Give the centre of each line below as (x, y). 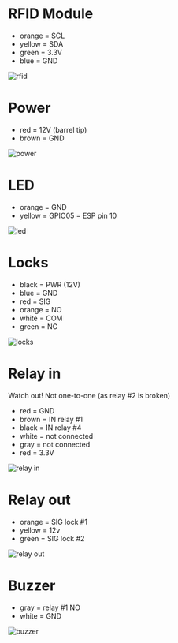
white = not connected (56, 436)
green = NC (38, 326)
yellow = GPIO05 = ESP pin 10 (68, 215)
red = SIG (35, 301)
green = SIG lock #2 (52, 538)
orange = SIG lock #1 (54, 522)
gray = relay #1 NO (50, 607)
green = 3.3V (41, 52)
